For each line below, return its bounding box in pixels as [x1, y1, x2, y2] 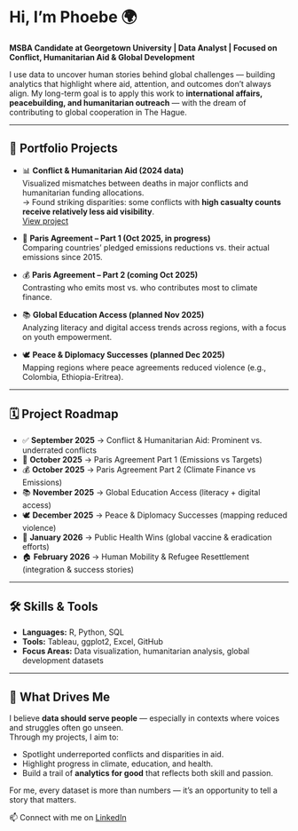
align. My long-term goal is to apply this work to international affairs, [9, 88, 263, 99]
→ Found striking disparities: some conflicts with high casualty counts [21, 196, 282, 207]
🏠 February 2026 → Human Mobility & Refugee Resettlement [21, 551, 250, 562]
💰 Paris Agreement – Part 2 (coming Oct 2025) [21, 269, 199, 280]
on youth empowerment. [21, 331, 113, 342]
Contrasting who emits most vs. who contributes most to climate [21, 281, 258, 293]
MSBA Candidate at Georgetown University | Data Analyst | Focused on [9, 42, 278, 53]
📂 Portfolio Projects [9, 141, 118, 156]
